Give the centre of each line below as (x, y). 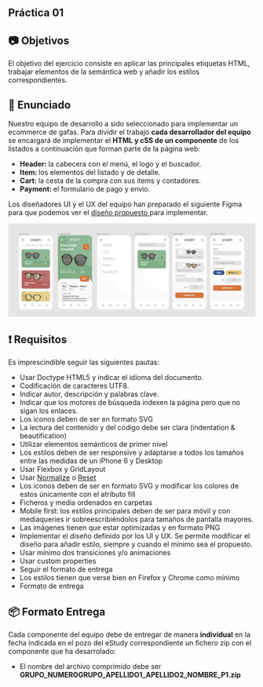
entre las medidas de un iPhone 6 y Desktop (91, 461)
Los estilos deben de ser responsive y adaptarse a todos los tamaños (132, 453)
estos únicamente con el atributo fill (77, 495)
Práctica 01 (36, 13)
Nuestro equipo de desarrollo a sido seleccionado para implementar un (123, 124)
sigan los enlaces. (49, 411)
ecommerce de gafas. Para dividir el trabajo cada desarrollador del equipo (130, 132)
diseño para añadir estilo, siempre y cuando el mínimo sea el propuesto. (136, 544)
